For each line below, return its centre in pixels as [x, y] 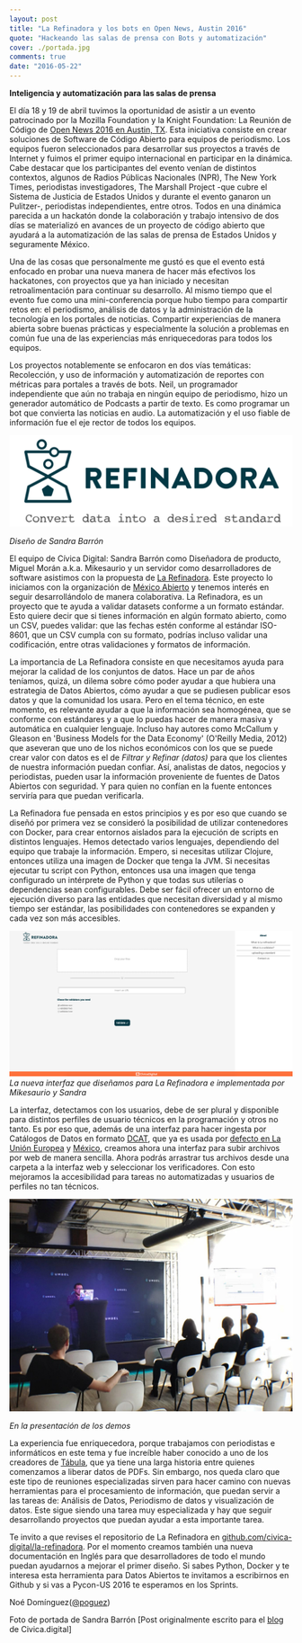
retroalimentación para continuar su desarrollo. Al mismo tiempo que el [141, 290]
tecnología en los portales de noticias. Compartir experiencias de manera [145, 319]
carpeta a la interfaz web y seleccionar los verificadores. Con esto [132, 1167]
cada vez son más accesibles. [65, 918]
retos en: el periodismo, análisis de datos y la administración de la [131, 309]
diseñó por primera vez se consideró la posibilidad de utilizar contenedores [149, 823]
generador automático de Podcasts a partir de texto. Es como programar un [150, 403]
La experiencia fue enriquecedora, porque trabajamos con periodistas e [142, 1442]
